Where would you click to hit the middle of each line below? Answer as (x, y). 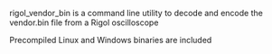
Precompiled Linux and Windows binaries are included (111, 40)
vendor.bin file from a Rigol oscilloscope (84, 22)
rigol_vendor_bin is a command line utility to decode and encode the (136, 13)
